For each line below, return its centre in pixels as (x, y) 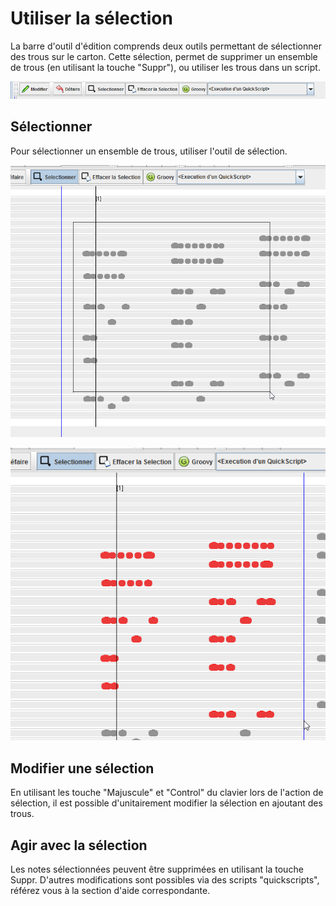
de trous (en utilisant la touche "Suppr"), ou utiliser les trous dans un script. (165, 67)
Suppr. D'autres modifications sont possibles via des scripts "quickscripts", (165, 880)
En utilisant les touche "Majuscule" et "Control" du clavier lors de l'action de (167, 793)
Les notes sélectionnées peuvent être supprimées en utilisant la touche (157, 869)
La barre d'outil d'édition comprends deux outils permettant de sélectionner (166, 46)
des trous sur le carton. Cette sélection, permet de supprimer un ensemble (164, 56)
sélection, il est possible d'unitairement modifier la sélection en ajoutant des (166, 803)
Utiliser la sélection (91, 18)
